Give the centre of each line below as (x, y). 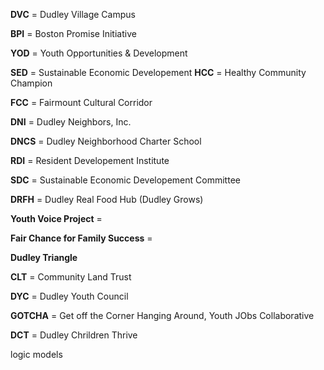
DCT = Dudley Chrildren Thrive (74, 335)
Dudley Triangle (44, 257)
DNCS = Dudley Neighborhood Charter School (106, 141)
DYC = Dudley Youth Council (69, 296)
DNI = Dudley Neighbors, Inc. (71, 122)
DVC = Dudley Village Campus (73, 14)
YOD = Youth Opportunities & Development (99, 53)
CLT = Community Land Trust (71, 277)
